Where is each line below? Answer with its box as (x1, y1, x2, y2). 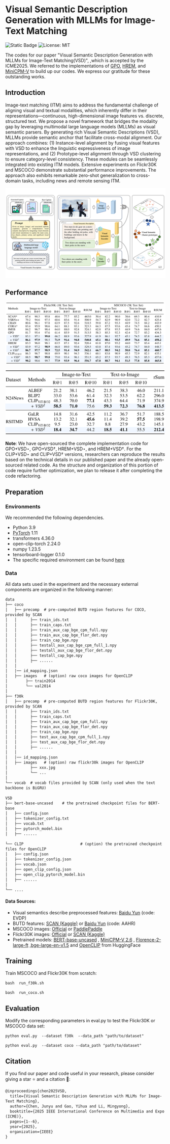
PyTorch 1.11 (12, 530, 38, 536)
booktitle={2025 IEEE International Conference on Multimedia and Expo (10, 1109, 165, 1114)
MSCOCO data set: (5, 1023, 45, 1029)
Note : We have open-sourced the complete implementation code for (5, 441, 149, 447)
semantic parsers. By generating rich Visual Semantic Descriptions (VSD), (5, 129, 160, 135)
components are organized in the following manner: (5, 587, 113, 593)
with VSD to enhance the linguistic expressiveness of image (5, 145, 130, 151)
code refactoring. (5, 473, 42, 479)
